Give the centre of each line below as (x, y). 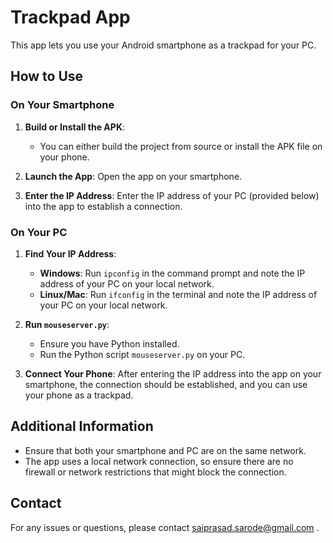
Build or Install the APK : (74, 127)
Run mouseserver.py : (67, 324)
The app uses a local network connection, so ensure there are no (159, 461)
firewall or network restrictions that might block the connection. (155, 472)
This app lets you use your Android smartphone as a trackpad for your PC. (163, 45)
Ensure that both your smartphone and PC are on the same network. (165, 450)
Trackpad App (70, 17)
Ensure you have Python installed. (109, 343)
